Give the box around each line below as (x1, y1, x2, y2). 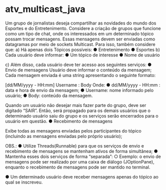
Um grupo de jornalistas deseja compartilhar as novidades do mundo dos (5, 20, 156, 26)
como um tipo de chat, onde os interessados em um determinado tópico (5, 30, 154, 36)
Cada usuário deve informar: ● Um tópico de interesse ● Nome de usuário (5, 51, 160, 58)
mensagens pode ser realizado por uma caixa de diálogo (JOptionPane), (5, 158, 154, 164)
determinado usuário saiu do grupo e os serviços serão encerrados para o (5, 112, 158, 118)
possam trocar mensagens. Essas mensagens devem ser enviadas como (5, 36, 155, 42)
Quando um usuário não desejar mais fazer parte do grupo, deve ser (5, 102, 146, 108)
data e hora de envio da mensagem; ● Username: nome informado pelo (5, 87, 154, 93)
